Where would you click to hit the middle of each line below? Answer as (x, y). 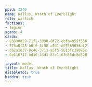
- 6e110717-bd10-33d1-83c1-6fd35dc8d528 (46, 55)
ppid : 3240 (16, 9)
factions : (15, 23)
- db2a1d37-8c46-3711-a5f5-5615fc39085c (46, 50)
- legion (14, 28)
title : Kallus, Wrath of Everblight (42, 68)
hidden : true (18, 77)
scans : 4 (14, 32)
